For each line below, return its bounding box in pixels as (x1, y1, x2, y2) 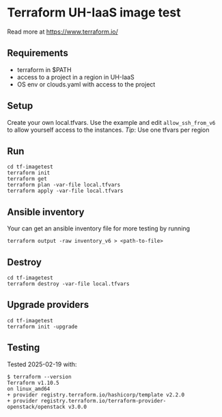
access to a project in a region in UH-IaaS (16, 73, 135, 81)
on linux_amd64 (7, 385, 51, 392)
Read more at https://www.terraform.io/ (7, 27, 118, 36)
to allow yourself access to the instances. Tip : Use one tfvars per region (7, 126, 210, 134)
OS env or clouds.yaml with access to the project (16, 80, 156, 88)
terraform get (7, 176, 48, 182)
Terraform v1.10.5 (7, 379, 59, 386)
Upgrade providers (7, 299, 89, 311)
